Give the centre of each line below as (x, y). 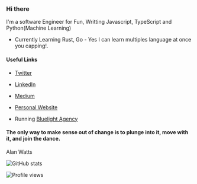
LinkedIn (25, 84)
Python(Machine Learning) (39, 28)
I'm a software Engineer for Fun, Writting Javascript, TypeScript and (89, 22)
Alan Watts (19, 152)
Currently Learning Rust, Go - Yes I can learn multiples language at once (103, 40)
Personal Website (36, 107)
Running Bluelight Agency (46, 119)
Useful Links (22, 59)
